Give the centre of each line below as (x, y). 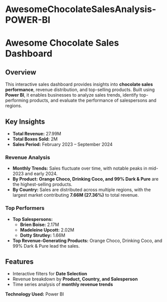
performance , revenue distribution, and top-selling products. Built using (80, 90)
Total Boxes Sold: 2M (35, 139)
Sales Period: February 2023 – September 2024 (63, 144)
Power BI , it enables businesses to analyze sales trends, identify (72, 95)
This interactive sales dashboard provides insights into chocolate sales (79, 85)
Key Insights (25, 122)
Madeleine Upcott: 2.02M (47, 230)
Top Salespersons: (32, 219)
